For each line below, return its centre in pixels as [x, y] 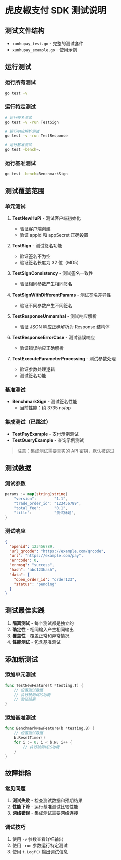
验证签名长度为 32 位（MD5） [50, 262]
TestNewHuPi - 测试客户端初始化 [47, 218]
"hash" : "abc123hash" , [33, 570]
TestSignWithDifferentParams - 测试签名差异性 [62, 295]
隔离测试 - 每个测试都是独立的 [43, 623]
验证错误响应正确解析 [42, 348]
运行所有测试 [21, 82]
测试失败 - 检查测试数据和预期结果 [48, 801]
